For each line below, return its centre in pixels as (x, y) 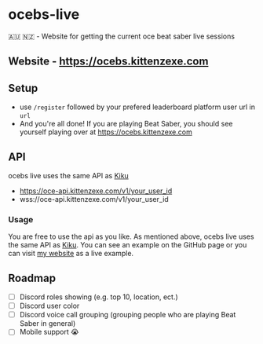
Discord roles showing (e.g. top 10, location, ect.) (99, 297)
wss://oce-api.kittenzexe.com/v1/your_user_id (94, 199)
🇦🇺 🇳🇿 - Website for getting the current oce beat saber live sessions (122, 36)
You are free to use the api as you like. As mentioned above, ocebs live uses (131, 236)
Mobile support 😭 (49, 332)
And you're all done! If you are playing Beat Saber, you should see (126, 124)
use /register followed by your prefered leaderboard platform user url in (137, 107)
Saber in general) (47, 324)
